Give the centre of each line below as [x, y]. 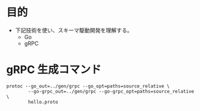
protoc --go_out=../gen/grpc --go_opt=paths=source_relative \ [88, 86]
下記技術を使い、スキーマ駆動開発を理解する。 [74, 30]
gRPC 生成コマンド [54, 70]
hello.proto [43, 102]
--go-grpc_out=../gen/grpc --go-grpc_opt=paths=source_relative [111, 91]
